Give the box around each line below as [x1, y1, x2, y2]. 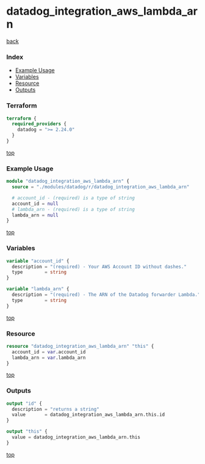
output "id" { [6, 400, 43, 407]
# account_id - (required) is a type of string [12, 194, 135, 201]
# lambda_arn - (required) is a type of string [12, 206, 135, 212]
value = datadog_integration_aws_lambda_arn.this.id [12, 411, 165, 418]
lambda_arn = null [12, 212, 59, 218]
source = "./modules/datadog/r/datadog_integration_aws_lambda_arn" [12, 184, 190, 190]
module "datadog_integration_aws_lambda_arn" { [6, 179, 130, 185]
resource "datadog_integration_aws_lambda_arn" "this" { [6, 343, 154, 349]
